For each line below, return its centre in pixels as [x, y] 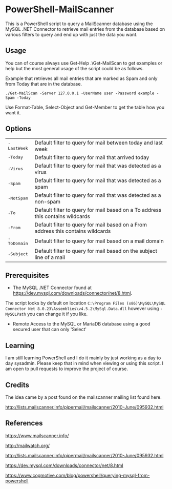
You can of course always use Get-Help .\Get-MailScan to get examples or [84, 63]
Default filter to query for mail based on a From [91, 225]
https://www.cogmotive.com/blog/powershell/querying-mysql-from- [78, 475]
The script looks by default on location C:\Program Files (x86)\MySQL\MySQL [85, 303]
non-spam [47, 201]
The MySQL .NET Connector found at [52, 288]
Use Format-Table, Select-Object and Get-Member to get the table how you [85, 107]
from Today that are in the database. [44, 84]
